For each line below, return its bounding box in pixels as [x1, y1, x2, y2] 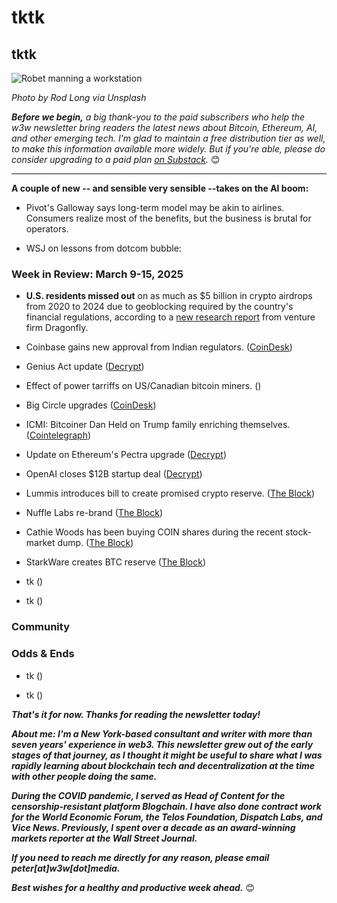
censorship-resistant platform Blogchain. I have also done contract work [11, 800, 322, 812]
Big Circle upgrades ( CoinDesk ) [25, 399, 157, 411]
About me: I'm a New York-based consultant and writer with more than [11, 727, 313, 740]
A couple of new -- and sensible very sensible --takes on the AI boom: [11, 182, 309, 194]
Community [11, 620, 70, 634]
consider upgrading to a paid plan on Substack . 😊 [11, 154, 221, 165]
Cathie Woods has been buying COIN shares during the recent [25, 526, 284, 538]
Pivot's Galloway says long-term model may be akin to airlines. [25, 202, 285, 213]
